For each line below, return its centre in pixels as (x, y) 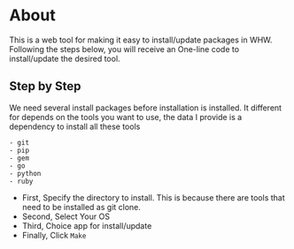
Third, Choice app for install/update (87, 225)
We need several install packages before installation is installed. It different (145, 108)
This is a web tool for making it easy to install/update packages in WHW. (141, 40)
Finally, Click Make (54, 235)
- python (25, 173)
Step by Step (45, 86)
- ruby (21, 181)
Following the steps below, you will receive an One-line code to (124, 49)
